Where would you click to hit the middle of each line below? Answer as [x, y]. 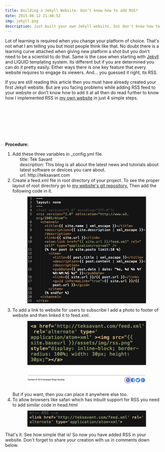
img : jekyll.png [22, 21]
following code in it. [32, 191]
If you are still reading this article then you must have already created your [81, 82]
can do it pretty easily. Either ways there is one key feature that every [76, 67]
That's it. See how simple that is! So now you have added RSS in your [76, 435]
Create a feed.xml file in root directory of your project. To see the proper [86, 181]
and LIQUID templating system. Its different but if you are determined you [80, 62]
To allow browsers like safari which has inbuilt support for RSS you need [86, 399]
